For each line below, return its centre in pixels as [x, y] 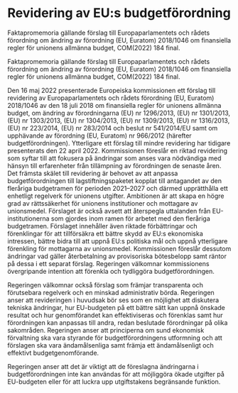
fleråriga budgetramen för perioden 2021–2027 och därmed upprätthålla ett [118, 188]
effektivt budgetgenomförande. [53, 353]
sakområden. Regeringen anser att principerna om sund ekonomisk [106, 330]
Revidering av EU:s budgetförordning [119, 13]
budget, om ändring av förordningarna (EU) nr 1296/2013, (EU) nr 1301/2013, [119, 113]
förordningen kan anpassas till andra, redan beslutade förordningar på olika [118, 322]
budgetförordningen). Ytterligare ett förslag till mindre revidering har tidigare [119, 143]
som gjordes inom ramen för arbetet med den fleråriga [131, 218]
